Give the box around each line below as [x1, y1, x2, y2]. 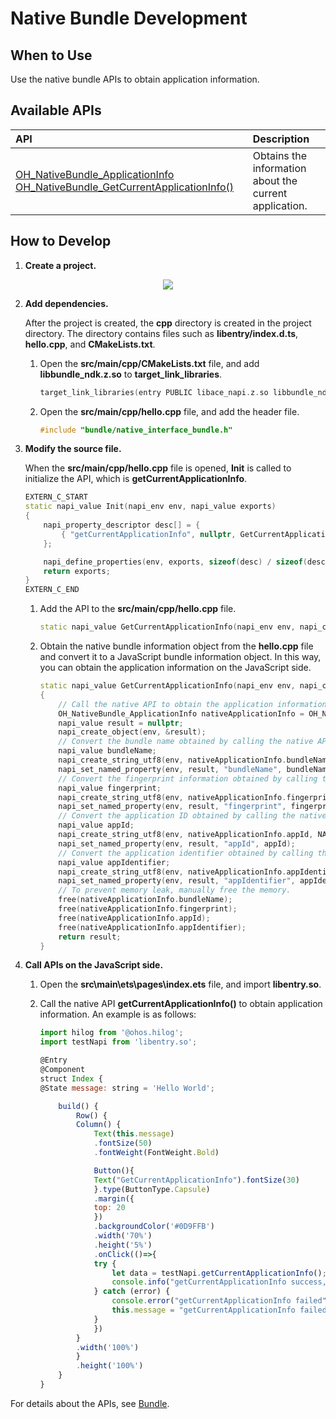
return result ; [58, 932, 122, 942]
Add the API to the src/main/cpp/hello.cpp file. [39, 603, 237, 615]
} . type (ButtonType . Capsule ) [93, 1184, 211, 1194]
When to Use [10, 47, 93, 64]
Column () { [75, 1120, 122, 1130]
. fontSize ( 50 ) [93, 1138, 153, 1149]
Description [252, 132, 310, 146]
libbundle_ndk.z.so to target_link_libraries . [39, 368, 223, 380]
